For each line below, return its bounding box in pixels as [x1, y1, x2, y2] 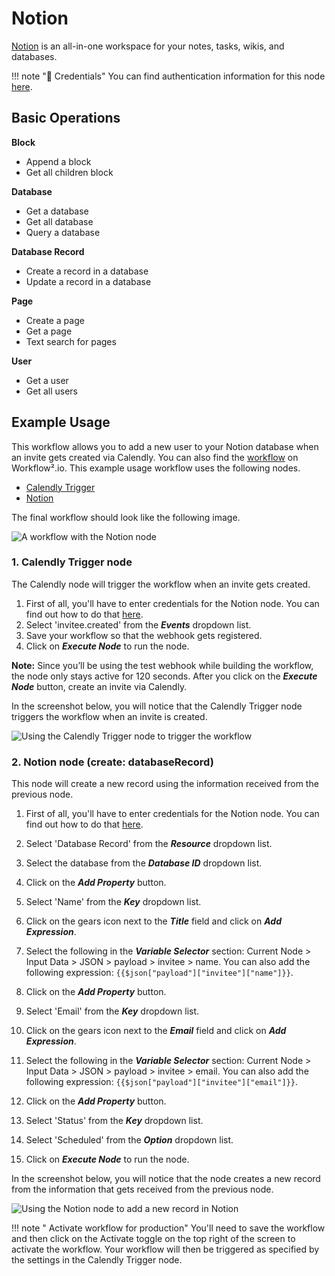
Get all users [25, 385, 78, 397]
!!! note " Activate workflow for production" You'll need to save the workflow [11, 1222, 326, 1234]
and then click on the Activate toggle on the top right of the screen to [11, 1233, 296, 1245]
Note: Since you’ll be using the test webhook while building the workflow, [11, 659, 314, 671]
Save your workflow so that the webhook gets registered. [25, 629, 263, 641]
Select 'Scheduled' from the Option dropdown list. [25, 1134, 234, 1146]
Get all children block [25, 166, 114, 178]
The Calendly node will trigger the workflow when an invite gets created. [11, 578, 311, 590]
